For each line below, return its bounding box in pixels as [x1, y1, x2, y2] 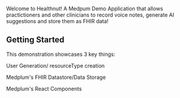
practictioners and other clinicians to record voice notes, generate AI [6, 11, 174, 18]
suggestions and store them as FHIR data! [6, 18, 109, 24]
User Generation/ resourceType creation [6, 62, 105, 69]
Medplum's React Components [6, 85, 82, 92]
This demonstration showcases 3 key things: [6, 50, 116, 58]
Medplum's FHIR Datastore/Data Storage [6, 74, 106, 81]
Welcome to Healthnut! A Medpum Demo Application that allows [6, 5, 163, 12]
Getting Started [6, 35, 65, 45]
